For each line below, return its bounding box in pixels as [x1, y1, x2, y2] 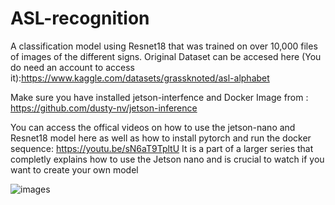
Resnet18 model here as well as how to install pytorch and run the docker [10, 132, 312, 144]
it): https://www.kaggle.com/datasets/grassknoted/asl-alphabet [10, 72, 270, 84]
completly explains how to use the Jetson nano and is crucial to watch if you [10, 153, 325, 165]
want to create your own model [10, 163, 139, 176]
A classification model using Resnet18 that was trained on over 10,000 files [10, 40, 318, 52]
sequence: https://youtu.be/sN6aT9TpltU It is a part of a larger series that [10, 142, 314, 154]
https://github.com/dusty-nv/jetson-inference [10, 102, 198, 114]
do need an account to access [10, 61, 135, 73]
